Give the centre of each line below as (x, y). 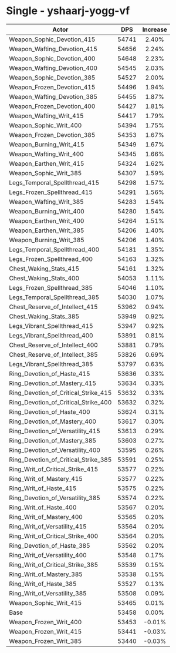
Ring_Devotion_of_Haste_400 (50, 411)
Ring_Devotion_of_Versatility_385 (55, 498)
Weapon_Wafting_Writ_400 (46, 154)
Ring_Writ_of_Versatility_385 (48, 593)
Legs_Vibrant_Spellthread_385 (51, 364)
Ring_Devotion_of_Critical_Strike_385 (60, 460)
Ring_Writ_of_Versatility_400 (48, 555)
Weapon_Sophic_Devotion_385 (52, 78)
